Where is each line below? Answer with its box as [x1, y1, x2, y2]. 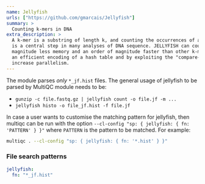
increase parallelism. [12, 60, 70, 66]
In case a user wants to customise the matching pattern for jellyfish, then [6, 113, 190, 121]
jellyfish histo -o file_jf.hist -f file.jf [15, 102, 131, 108]
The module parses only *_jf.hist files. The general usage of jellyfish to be [6, 77, 197, 84]
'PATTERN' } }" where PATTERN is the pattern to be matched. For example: [6, 126, 191, 133]
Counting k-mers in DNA [12, 26, 72, 32]
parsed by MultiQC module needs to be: [6, 83, 107, 90]
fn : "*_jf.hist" [12, 172, 53, 178]
